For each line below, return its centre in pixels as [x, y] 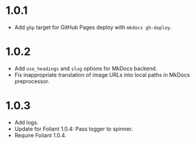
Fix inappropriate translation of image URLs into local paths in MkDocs [102, 75]
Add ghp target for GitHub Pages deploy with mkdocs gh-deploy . [93, 27]
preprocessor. [32, 81]
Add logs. [26, 122]
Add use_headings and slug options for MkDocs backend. [86, 68]
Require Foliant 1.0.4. [41, 135]
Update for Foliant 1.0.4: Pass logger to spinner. [73, 129]
